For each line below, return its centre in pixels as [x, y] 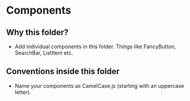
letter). [23, 92]
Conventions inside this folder [63, 72]
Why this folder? [37, 32]
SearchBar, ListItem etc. [44, 53]
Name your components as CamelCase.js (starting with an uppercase [99, 86]
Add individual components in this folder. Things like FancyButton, [95, 46]
